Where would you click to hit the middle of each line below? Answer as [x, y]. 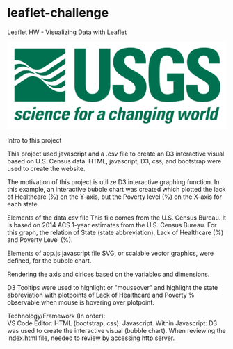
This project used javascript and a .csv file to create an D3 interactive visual [116, 154]
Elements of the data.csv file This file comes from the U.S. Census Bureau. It [117, 218]
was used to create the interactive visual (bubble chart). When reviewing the [116, 331]
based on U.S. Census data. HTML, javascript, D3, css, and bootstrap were [114, 161]
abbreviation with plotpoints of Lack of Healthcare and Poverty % [101, 295]
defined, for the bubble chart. [49, 261]
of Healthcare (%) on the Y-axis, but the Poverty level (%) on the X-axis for [115, 197]
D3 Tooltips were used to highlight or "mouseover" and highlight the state [113, 288]
